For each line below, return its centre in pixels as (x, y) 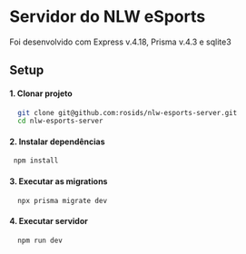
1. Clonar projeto (41, 93)
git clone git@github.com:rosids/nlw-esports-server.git (128, 112)
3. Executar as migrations (59, 181)
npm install (36, 161)
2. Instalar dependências (58, 142)
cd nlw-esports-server (60, 121)
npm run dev (40, 240)
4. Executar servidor (49, 221)
